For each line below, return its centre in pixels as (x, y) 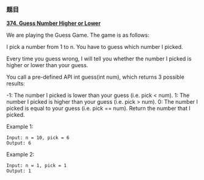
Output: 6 (19, 143)
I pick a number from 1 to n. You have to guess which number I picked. (95, 47)
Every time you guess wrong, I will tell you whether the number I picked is (99, 59)
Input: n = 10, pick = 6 (38, 138)
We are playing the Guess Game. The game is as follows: (78, 35)
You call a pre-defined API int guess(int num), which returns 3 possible (95, 77)
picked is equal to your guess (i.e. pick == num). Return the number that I (98, 109)
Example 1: (20, 127)
